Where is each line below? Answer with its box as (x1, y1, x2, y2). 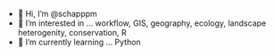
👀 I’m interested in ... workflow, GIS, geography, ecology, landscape (17, 18, 266, 28)
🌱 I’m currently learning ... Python (17, 36, 141, 47)
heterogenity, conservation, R (17, 28, 127, 37)
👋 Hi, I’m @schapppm (17, 9, 98, 19)
